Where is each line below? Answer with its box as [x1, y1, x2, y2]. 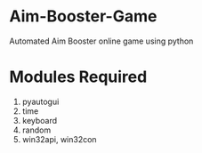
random [21, 125, 52, 135]
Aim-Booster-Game [9, 6, 158, 27]
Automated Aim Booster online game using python [9, 36, 194, 46]
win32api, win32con [21, 133, 97, 144]
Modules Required [9, 67, 148, 87]
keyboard [21, 115, 58, 125]
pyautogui [21, 96, 60, 107]
